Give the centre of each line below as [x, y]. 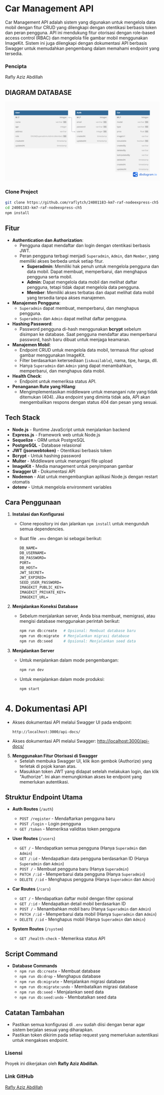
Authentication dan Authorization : [48, 240]
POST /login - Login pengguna [50, 824]
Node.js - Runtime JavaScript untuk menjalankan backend [71, 429]
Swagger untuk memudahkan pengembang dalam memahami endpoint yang [82, 48]
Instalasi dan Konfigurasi [38, 514]
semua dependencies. [42, 529]
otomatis [21, 482]
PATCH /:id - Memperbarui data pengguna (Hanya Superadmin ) [82, 874]
